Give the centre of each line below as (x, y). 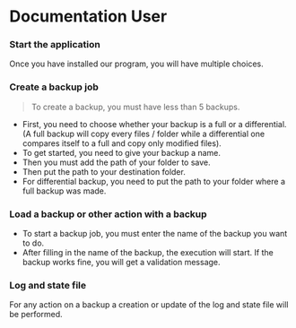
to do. (33, 243)
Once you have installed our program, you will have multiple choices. (136, 64)
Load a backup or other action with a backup (109, 214)
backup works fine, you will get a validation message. (122, 263)
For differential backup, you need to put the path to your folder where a (153, 181)
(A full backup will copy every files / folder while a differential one (144, 134)
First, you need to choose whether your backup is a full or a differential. (154, 124)
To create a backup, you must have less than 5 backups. (135, 107)
